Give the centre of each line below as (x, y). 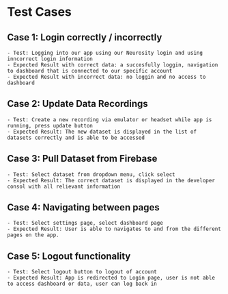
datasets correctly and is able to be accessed (76, 138)
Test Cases (39, 12)
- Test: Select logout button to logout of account (82, 272)
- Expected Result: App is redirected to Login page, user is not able (111, 278)
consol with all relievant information (64, 186)
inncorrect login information (50, 59)
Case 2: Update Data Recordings (77, 104)
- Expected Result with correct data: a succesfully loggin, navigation (113, 65)
